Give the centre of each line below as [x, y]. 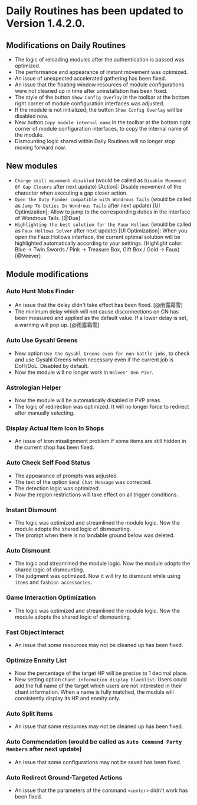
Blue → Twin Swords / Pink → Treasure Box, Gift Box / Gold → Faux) [97, 249]
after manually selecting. [45, 413]
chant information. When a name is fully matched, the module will [94, 692]
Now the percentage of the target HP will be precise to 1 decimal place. [101, 673]
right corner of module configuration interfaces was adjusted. [90, 104]
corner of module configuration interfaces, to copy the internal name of [101, 129]
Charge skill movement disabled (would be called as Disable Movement [101, 180]
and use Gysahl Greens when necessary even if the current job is [94, 360]
